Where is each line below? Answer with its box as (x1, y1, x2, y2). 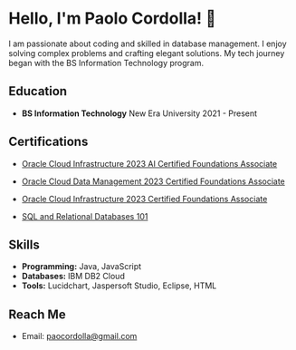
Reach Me (8, 306, 66, 322)
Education (8, 83, 68, 99)
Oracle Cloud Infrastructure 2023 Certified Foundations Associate (21, 193, 268, 204)
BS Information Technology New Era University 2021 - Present (21, 108, 258, 119)
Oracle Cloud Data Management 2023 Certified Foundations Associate (21, 176, 286, 187)
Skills (8, 237, 40, 252)
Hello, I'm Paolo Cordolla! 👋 (8, 8, 216, 29)
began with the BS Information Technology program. (8, 57, 205, 68)
